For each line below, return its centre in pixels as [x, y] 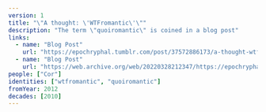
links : [19, 37]
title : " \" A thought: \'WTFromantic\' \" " [78, 23]
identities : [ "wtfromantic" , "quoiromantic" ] [84, 81]
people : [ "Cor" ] [35, 74]
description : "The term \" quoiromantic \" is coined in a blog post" [123, 30]
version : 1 [26, 15]
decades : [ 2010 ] [35, 96]
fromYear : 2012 [33, 89]
